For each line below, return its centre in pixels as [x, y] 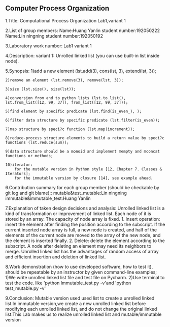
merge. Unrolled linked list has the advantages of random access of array [82, 251]
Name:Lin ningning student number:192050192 [54, 36]
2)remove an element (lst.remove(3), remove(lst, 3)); [64, 80]
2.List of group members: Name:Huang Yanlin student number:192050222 [83, 31]
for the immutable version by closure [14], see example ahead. [84, 178]
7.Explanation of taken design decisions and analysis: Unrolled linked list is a [85, 208]
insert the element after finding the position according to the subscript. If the [85, 224]
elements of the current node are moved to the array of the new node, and [83, 235]
